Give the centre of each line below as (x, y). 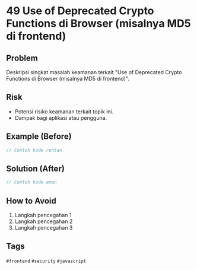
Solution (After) (36, 168)
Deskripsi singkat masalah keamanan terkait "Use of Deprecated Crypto (94, 72)
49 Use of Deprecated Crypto (80, 11)
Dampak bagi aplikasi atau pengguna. (61, 117)
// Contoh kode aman (32, 182)
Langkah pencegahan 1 (43, 215)
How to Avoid (31, 201)
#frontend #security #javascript (46, 261)
